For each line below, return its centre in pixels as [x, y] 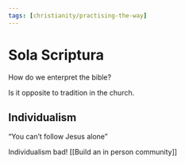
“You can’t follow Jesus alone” [58, 137]
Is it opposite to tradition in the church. [71, 92]
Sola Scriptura [56, 55]
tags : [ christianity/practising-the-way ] [78, 16]
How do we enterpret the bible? [60, 77]
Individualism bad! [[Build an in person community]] [92, 152]
